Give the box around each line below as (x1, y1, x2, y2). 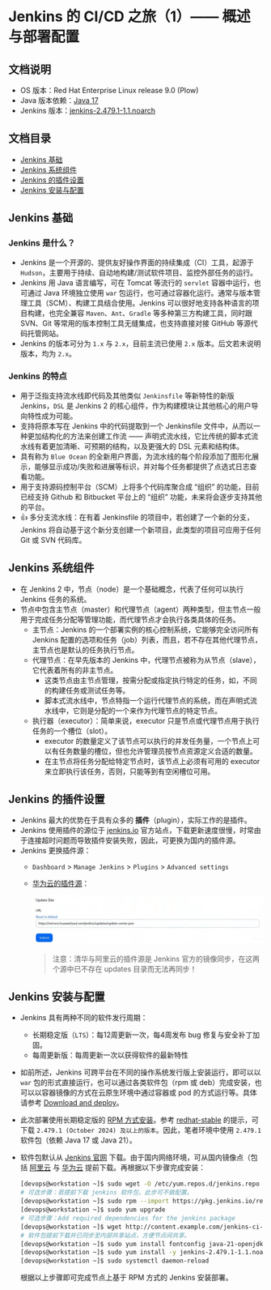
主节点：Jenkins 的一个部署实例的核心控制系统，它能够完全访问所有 (32, 625, 259, 634)
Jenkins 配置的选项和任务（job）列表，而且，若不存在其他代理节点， (32, 634, 263, 644)
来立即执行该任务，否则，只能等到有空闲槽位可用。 (44, 767, 215, 776)
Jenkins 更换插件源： (19, 846, 91, 856)
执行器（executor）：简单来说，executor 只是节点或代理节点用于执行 (32, 715, 260, 725)
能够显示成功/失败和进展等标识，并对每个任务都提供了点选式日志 (34, 461, 250, 471)
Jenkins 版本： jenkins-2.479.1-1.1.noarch (19, 106, 156, 115)
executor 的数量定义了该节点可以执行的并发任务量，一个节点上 (44, 736, 253, 745)
